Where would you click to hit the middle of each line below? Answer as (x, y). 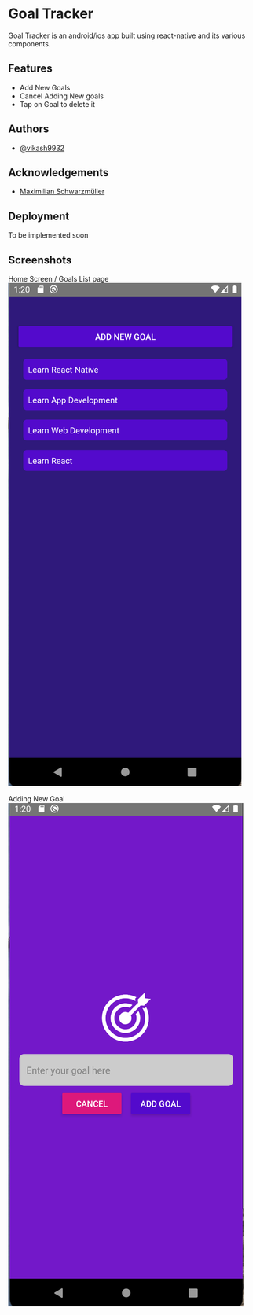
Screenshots (40, 260)
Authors (29, 129)
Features (30, 69)
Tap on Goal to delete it (57, 104)
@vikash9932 (42, 148)
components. (29, 43)
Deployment (39, 216)
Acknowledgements (59, 173)
